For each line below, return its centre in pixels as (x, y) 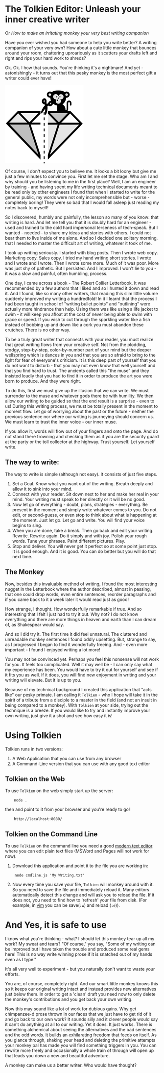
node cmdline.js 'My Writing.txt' (50, 875)
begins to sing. (27, 525)
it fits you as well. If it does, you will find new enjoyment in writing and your (81, 674)
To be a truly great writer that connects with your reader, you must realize (79, 339)
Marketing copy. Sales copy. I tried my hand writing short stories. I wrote (78, 258)
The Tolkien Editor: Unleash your (73, 9)
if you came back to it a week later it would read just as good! (67, 599)
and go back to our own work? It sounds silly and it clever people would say (82, 1019)
